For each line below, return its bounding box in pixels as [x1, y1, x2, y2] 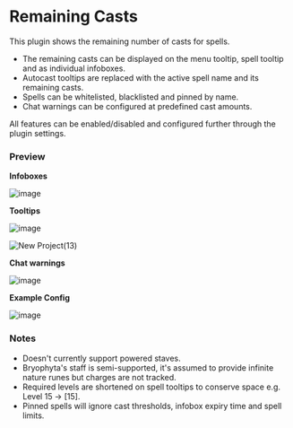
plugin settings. [9, 127, 66, 138]
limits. [22, 410, 45, 421]
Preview [9, 150, 46, 162]
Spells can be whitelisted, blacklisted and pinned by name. [22, 92, 239, 102]
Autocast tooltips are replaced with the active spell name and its [22, 72, 260, 83]
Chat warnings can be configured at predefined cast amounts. [22, 100, 253, 111]
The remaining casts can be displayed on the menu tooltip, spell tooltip [22, 53, 284, 64]
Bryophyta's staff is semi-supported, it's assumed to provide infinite [22, 362, 274, 373]
